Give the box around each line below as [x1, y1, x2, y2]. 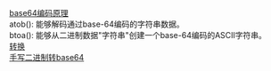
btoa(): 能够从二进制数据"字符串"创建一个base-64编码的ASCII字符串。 [9, 30, 267, 40]
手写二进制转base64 [9, 52, 85, 62]
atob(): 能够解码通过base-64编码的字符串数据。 [9, 19, 185, 29]
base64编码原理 [9, 8, 69, 18]
